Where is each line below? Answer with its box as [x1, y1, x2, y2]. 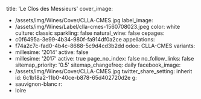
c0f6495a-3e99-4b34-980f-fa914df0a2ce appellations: [14, 36, 155, 43]
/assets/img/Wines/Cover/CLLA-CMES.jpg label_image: [14, 17, 153, 23]
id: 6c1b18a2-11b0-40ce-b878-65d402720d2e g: [14, 74, 137, 81]
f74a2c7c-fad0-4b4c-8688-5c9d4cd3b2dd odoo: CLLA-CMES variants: [14, 42, 196, 49]
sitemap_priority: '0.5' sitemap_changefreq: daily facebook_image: [14, 61, 181, 68]
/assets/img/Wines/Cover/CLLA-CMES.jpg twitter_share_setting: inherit [14, 68, 193, 74]
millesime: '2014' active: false [14, 49, 89, 56]
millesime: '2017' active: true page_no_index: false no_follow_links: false [14, 55, 194, 62]
